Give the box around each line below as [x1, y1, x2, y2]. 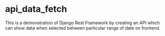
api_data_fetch [5, 3, 67, 15]
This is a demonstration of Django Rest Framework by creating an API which [5, 20, 160, 26]
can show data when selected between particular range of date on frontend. [5, 25, 161, 31]
